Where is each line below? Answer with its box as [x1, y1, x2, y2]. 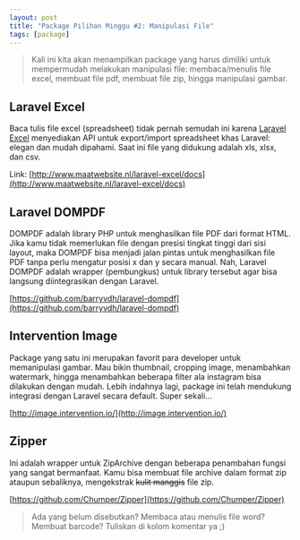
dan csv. [9, 151, 41, 162]
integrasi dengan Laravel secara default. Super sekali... [9, 390, 212, 401]
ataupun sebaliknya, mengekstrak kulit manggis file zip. [9, 476, 215, 487]
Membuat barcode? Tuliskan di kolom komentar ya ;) [30, 520, 226, 531]
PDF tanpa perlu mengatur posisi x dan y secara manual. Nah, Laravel [9, 257, 267, 267]
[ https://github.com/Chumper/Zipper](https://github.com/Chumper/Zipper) [9, 493, 285, 504]
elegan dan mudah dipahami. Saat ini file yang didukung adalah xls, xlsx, [9, 142, 278, 153]
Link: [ [9, 169, 33, 180]
